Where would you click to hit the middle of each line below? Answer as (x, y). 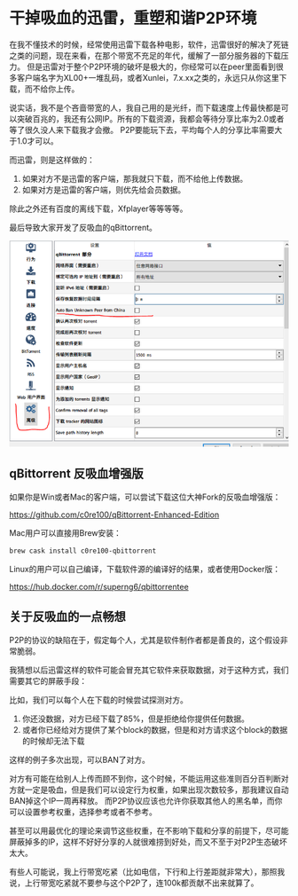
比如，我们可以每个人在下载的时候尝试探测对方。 (98, 700)
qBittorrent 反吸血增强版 (76, 474)
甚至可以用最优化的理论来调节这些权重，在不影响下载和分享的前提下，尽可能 (149, 830)
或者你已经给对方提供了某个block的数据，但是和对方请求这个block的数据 (155, 729)
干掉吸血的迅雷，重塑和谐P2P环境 (133, 18)
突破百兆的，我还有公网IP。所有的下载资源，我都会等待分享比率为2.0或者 (150, 118)
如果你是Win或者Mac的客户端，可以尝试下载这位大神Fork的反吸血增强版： (145, 497)
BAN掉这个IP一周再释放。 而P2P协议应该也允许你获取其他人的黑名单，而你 (146, 800)
